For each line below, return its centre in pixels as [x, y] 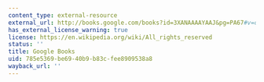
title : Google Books [42, 52]
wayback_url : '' [35, 66]
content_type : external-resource [63, 15]
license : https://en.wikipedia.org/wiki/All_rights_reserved [110, 37]
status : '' [26, 45]
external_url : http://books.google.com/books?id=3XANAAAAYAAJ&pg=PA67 [126, 23]
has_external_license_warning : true [68, 30]
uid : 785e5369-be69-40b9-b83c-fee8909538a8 [81, 59]
